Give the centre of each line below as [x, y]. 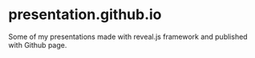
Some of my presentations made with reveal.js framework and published [128, 37]
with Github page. [38, 44]
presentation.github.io [85, 15]
